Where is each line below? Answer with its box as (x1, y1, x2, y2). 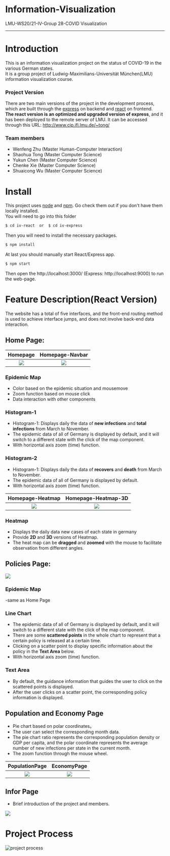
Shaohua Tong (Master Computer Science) (12, 152, 102, 158)
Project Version (5, 89, 44, 96)
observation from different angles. (12, 545, 84, 551)
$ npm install (5, 242, 35, 247)
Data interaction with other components (12, 396, 96, 403)
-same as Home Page (5, 597, 51, 604)
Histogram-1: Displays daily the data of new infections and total (12, 420, 147, 426)
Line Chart (5, 610, 32, 617)
